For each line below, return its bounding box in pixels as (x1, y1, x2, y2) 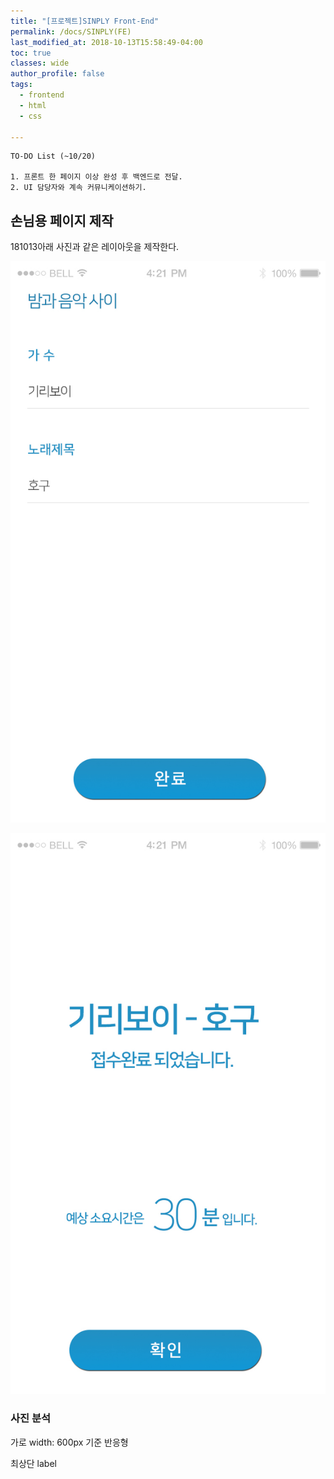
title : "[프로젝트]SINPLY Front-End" (10, 16, 160, 26)
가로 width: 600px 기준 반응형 (10, 1436, 129, 1448)
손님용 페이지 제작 (10, 212, 114, 229)
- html (19, 100, 47, 110)
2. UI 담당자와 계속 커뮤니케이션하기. (10, 183, 147, 193)
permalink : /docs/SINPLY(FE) (10, 26, 132, 37)
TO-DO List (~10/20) (10, 151, 97, 162)
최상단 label (10, 1457, 57, 1469)
